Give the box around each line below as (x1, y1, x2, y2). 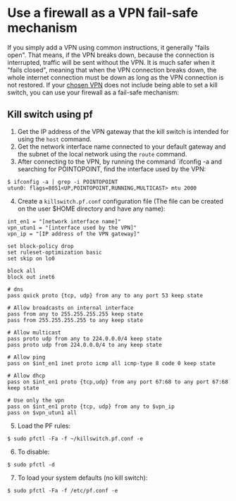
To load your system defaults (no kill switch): (17, 474, 148, 482)
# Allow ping (7, 354, 46, 361)
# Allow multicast (7, 329, 61, 336)
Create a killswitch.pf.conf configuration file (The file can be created (17, 197, 224, 205)
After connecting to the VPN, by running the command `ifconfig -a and (17, 157, 222, 166)
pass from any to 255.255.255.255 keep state (7, 310, 143, 318)
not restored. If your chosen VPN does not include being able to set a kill (7, 80, 218, 89)
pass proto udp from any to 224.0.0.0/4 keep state (7, 335, 162, 342)
